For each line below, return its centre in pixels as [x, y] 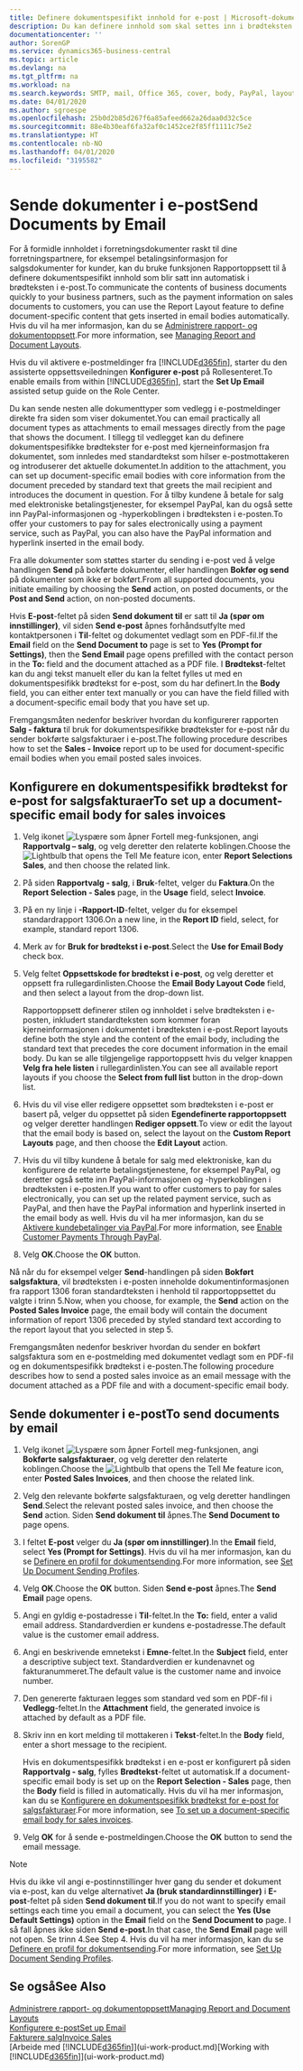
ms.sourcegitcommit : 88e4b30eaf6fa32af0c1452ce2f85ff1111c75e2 [131, 127]
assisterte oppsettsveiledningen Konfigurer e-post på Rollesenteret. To [141, 372]
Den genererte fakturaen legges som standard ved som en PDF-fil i [147, 1698]
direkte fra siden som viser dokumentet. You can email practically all [135, 418]
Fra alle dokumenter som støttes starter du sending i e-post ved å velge [142, 560]
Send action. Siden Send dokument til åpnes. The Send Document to [151, 1515]
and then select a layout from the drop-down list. [113, 993]
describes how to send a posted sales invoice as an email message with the [150, 1376]
